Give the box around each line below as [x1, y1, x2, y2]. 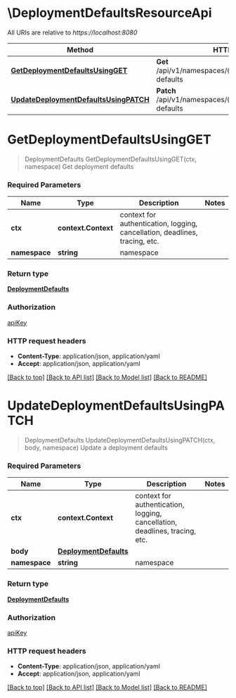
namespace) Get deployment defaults [24, 162, 134, 170]
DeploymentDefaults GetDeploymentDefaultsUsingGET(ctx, [24, 155, 197, 163]
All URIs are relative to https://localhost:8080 [7, 28, 138, 37]
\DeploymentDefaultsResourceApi [7, 5, 212, 21]
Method [66, 44, 93, 54]
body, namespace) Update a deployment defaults [24, 443, 169, 452]
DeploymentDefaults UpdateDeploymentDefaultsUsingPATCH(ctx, [24, 436, 216, 444]
